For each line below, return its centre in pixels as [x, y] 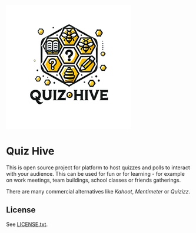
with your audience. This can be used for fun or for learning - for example [96, 173]
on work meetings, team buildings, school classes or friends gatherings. [94, 180]
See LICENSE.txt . [27, 224]
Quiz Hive [30, 151]
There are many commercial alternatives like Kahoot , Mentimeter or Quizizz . [98, 191]
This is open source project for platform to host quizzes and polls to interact [98, 168]
